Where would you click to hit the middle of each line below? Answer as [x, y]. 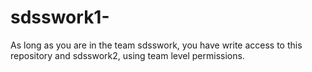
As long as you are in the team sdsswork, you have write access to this [156, 45]
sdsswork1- [60, 17]
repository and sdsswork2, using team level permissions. [127, 55]
